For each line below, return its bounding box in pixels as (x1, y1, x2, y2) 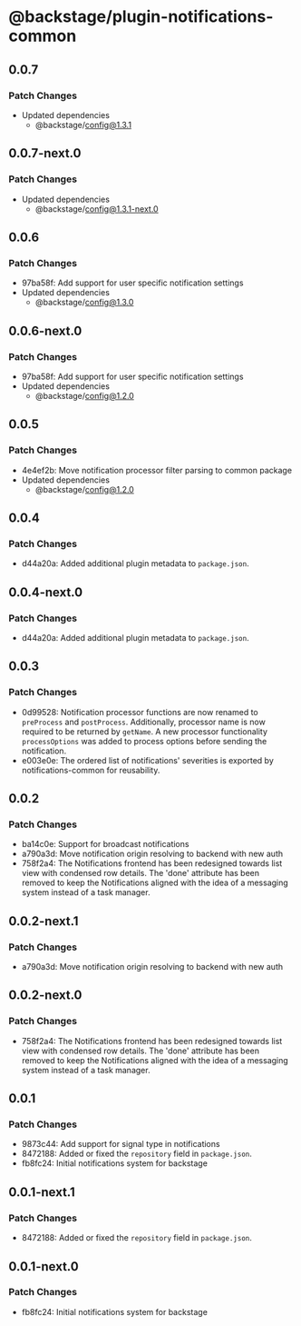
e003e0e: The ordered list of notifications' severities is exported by (21, 754, 274, 765)
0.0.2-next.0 (8, 988, 83, 1003)
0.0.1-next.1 (8, 1184, 75, 1200)
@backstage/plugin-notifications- (8, 6, 274, 27)
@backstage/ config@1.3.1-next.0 (34, 203, 160, 214)
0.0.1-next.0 (8, 1259, 79, 1274)
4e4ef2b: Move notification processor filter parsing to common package (21, 464, 292, 475)
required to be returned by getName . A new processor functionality (21, 725, 268, 737)
